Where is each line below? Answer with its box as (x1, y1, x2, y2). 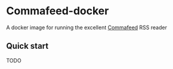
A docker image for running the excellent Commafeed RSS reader (6, 24, 167, 31)
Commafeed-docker (6, 4, 109, 18)
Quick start (6, 41, 49, 51)
